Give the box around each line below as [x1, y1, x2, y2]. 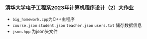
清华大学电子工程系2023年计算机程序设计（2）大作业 [5, 4, 134, 11]
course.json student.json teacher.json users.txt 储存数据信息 [12, 22, 142, 28]
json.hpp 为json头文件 [12, 28, 58, 35]
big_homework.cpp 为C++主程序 [12, 16, 75, 22]
